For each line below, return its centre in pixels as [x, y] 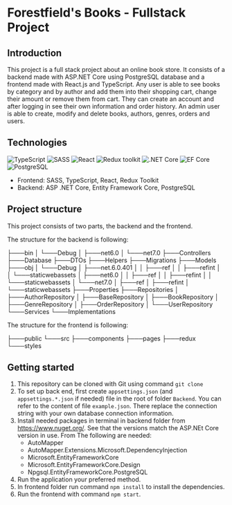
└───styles [24, 346]
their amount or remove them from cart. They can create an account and [111, 99]
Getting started [41, 368]
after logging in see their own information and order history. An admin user [114, 106]
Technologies [37, 143]
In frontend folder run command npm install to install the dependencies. [121, 487]
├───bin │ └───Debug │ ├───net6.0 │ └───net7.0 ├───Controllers [109, 252]
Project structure [45, 209]
